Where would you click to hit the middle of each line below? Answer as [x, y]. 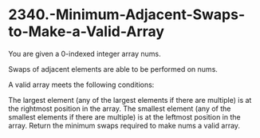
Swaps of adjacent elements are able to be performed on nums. [113, 69]
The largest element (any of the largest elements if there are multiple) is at [130, 100]
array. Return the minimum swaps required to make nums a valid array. [124, 125]
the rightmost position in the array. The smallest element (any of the [120, 108]
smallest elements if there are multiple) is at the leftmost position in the [124, 116]
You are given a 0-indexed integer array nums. [85, 53]
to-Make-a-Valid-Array [87, 32]
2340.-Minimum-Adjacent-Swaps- [127, 15]
